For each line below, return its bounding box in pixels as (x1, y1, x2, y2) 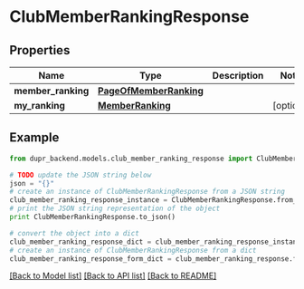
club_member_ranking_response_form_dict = (9, 254, 172, 264)
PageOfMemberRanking (98, 84, 204, 97)
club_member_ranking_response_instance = (9, 196, 168, 205)
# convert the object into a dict (9, 228, 140, 237)
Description (212, 70, 264, 82)
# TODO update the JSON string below (9, 170, 152, 179)
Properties (9, 43, 71, 58)
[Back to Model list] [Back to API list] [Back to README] (9, 270, 217, 282)
